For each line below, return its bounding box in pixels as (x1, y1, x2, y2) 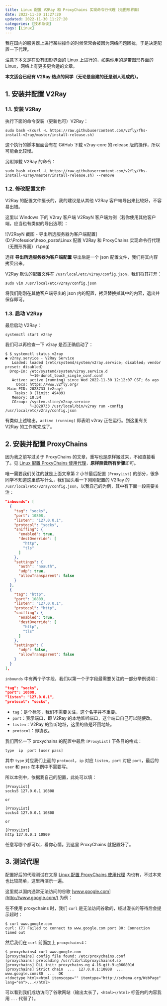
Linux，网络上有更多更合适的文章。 (5, 63, 78, 69)
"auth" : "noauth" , (18, 564, 57, 569)
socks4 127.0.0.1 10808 (5, 810, 55, 815)
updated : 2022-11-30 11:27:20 (5, 16, 68, 21)
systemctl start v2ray (5, 332, 52, 337)
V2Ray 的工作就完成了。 (5, 424, 55, 430)
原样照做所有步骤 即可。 (90, 460, 139, 466)
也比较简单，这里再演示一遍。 (5, 878, 66, 884)
